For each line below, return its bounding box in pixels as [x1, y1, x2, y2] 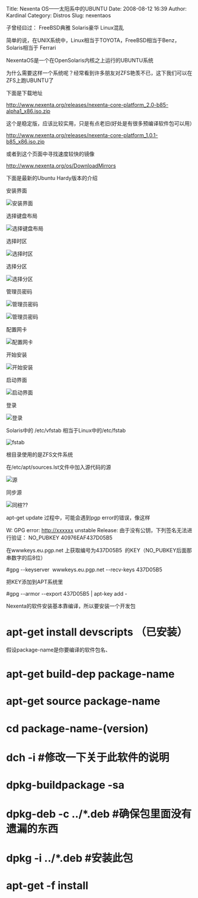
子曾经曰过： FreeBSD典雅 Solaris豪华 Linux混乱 [6, 24, 124, 31]
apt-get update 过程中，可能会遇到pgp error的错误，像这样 [6, 514, 151, 521]
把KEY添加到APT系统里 [6, 578, 63, 585]
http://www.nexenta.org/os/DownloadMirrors [6, 162, 116, 169]
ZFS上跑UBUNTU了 [6, 77, 55, 84]
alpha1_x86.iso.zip [6, 107, 50, 115]
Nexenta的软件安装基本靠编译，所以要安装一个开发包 [6, 602, 136, 609]
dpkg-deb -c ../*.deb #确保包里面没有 [6, 807, 192, 821]
